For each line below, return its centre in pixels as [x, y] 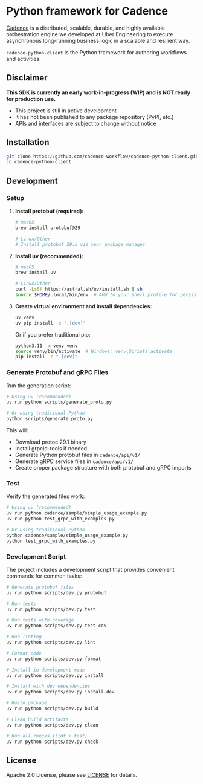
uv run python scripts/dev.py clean [52, 725]
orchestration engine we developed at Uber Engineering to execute [90, 34]
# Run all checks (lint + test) [47, 736]
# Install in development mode [46, 670]
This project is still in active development [66, 111]
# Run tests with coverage [40, 620]
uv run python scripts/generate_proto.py [59, 402]
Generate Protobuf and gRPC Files [57, 372]
